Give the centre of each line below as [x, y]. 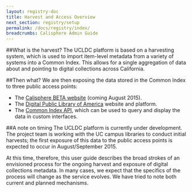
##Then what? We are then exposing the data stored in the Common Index [96, 80]
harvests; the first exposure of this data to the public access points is [89, 140]
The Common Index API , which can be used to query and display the [97, 110]
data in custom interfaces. [46, 117]
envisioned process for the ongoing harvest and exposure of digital [87, 164]
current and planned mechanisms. [47, 183]
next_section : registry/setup [43, 22]
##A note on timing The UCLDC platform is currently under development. [94, 128]
